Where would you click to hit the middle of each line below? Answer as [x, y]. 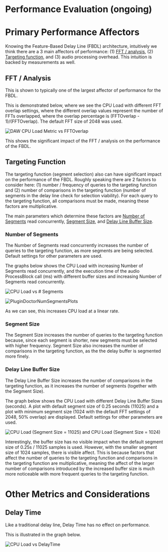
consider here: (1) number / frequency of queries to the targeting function [81, 185]
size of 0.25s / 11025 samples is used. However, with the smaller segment [81, 447]
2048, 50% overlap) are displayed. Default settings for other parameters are [84, 417]
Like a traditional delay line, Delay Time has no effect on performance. [78, 525]
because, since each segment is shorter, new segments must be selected [81, 340]
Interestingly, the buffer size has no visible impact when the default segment [84, 442]
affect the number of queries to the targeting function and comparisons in [81, 458]
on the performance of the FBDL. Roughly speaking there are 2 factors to [81, 179]
